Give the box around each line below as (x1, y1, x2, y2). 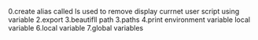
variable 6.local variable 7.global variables (8, 24, 144, 32)
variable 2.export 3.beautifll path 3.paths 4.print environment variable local (8, 15, 250, 24)
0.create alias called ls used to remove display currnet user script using (8, 7, 240, 16)
